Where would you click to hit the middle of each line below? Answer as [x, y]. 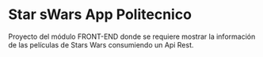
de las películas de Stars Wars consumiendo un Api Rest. [101, 44]
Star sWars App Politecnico [100, 15]
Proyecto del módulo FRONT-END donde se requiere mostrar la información [132, 36]
